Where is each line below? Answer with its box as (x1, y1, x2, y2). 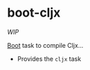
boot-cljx (7, 5, 61, 21)
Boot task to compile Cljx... (7, 41, 84, 49)
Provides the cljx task (17, 54, 82, 63)
